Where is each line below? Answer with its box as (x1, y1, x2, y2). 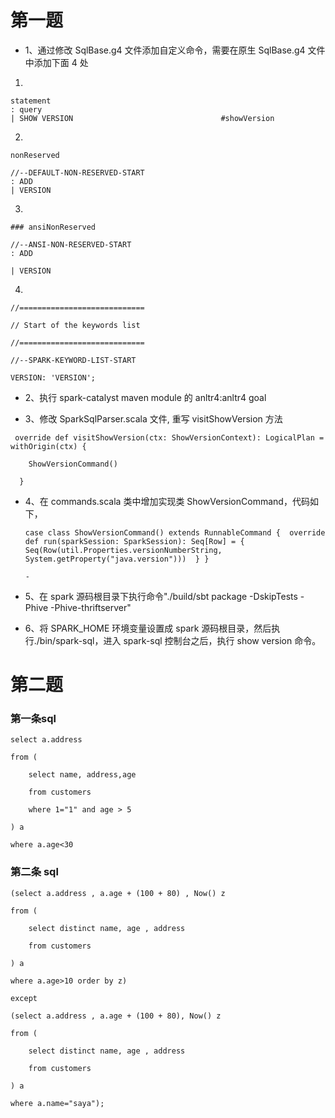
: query (10, 104, 43, 115)
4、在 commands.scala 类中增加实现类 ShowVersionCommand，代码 (24, 495, 310, 507)
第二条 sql (10, 865, 59, 879)
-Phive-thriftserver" (50, 601, 132, 613)
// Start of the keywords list (10, 320, 141, 330)
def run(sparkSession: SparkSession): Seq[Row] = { (24, 536, 245, 546)
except (10, 993, 38, 1003)
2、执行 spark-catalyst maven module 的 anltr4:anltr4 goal (24, 391, 267, 403)
